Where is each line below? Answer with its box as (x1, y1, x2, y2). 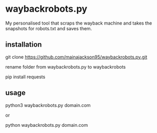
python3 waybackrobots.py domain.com (5, 102, 91, 108)
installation (5, 40, 42, 49)
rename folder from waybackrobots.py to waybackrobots (5, 63, 126, 70)
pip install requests (5, 74, 46, 80)
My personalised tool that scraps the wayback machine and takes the (5, 20, 152, 26)
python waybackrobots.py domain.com (5, 122, 88, 128)
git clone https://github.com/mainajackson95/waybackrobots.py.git (5, 54, 147, 60)
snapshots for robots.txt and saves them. (5, 25, 92, 31)
